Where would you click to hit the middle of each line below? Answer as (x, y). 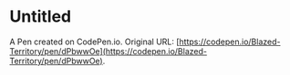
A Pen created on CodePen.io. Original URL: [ (94, 42)
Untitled (41, 17)
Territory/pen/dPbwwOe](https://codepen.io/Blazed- (109, 51)
